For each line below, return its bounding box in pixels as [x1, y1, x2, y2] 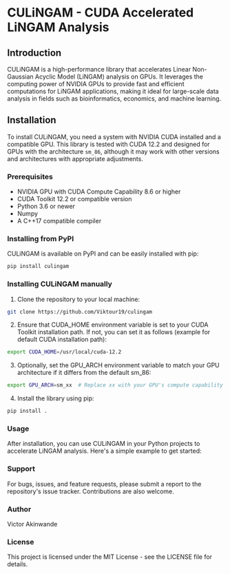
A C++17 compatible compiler [17, 217, 102, 225]
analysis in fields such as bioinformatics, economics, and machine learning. [7, 94, 222, 103]
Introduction [7, 47, 62, 59]
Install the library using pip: [17, 394, 94, 402]
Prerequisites [7, 172, 53, 181]
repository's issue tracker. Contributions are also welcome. [7, 487, 174, 495]
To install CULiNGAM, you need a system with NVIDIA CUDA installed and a [7, 132, 222, 141]
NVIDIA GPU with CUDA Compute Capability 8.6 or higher [17, 187, 181, 196]
